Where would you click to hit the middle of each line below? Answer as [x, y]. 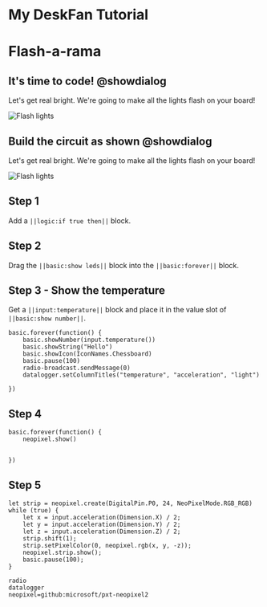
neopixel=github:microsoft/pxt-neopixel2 [79, 595]
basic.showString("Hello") [68, 347]
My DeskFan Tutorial [79, 15]
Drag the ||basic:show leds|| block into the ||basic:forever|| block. [123, 265]
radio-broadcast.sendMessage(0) [77, 368]
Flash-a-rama [55, 52]
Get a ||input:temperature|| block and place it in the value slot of [117, 310]
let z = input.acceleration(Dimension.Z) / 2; [102, 532]
